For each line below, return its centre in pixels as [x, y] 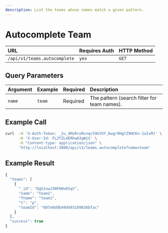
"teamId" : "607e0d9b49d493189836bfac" [59, 207]
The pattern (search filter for [123, 98]
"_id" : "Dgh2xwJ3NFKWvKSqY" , [49, 189]
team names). [106, 104]
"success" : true [26, 221]
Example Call [26, 122]
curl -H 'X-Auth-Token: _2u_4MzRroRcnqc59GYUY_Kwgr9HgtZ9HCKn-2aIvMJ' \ [84, 134]
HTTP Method [136, 51]
